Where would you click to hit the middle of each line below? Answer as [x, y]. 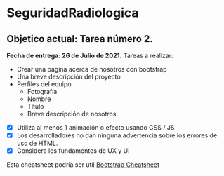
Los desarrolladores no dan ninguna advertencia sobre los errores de [117, 135]
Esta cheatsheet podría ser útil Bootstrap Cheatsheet [83, 165]
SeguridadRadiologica [73, 13]
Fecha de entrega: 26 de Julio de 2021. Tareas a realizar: [90, 55]
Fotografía [42, 92]
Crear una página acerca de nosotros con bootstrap [92, 69]
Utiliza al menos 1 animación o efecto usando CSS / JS [95, 127]
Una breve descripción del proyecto [68, 76]
